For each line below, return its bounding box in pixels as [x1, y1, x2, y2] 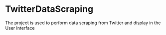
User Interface [5, 25, 35, 31]
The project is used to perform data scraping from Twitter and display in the [5, 20, 161, 26]
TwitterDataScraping [5, 3, 94, 15]
